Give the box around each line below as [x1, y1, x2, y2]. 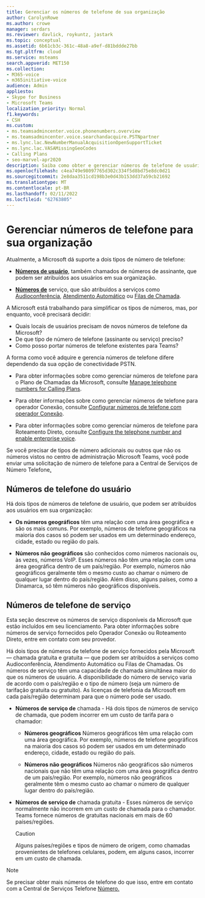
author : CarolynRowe [6, 15, 59, 21]
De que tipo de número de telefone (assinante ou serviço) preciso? [15, 335, 184, 343]
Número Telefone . [6, 466, 52, 473]
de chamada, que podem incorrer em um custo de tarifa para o [15, 711, 174, 718]
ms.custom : [6, 123, 34, 129]
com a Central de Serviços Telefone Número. [6, 885, 120, 893]
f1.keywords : [6, 111, 40, 117]
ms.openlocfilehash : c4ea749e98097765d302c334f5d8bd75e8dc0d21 [6, 168, 171, 174]
